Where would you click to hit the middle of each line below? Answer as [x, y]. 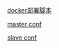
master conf [25, 24]
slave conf [22, 38]
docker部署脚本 [29, 10]
